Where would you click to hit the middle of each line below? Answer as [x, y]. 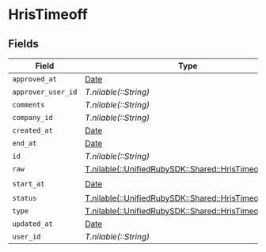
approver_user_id [45, 92]
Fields [24, 44]
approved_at [35, 79]
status [25, 198]
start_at [28, 184]
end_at [25, 143]
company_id [32, 117]
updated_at [32, 224]
